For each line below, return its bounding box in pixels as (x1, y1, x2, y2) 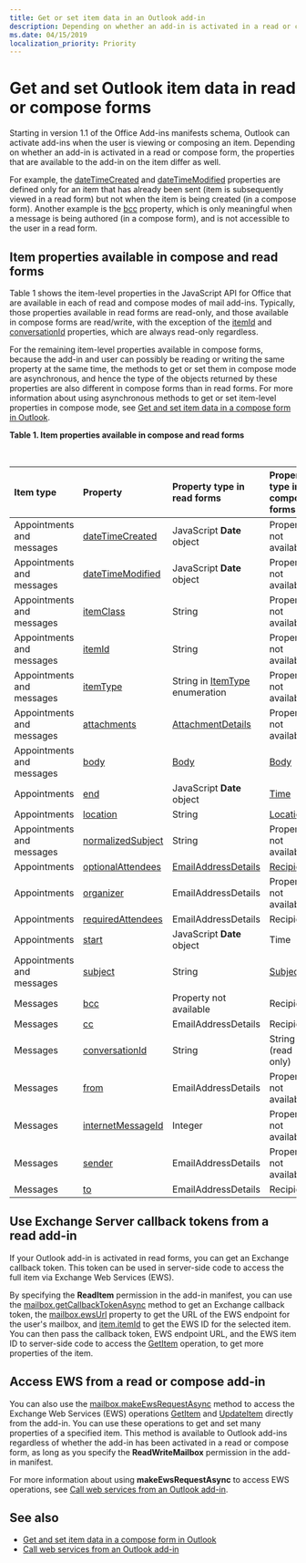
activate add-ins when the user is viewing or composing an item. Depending (9, 138, 296, 149)
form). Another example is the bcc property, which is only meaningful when (9, 203, 293, 214)
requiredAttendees (83, 913, 163, 926)
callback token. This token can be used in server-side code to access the (9, 1262, 285, 1273)
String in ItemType (172, 675, 250, 687)
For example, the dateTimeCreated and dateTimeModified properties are (9, 174, 280, 185)
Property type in (172, 481, 245, 492)
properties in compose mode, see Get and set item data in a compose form (9, 402, 291, 413)
